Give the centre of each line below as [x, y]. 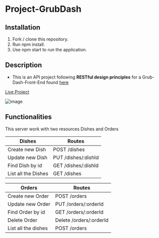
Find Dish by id [25, 165]
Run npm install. [29, 44]
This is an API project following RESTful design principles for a [77, 77]
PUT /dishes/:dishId [76, 158]
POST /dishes [69, 149]
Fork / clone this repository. [40, 39]
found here [58, 82]
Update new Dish [28, 158]
